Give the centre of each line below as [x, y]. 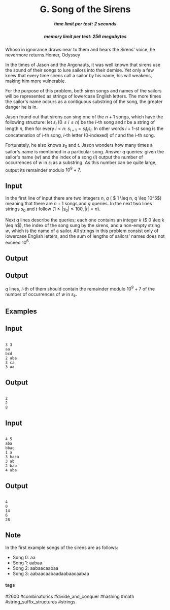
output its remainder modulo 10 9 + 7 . [43, 170]
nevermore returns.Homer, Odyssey [43, 55]
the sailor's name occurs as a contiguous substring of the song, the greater [84, 101]
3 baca [12, 457]
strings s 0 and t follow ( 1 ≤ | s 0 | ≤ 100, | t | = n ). [53, 209]
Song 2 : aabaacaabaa [35, 568]
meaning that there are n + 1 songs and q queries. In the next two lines [79, 204]
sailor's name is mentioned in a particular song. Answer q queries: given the [84, 151]
